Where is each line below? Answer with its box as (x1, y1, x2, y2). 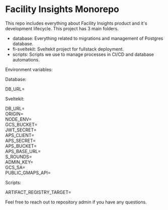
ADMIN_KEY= (5, 159, 34, 165)
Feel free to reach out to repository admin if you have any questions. (5, 199, 147, 205)
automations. (12, 56, 40, 62)
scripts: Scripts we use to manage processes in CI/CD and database (12, 51, 154, 57)
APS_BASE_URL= (5, 148, 41, 154)
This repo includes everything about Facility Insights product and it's (5, 20, 147, 26)
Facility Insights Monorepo (5, 4, 119, 15)
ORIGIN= (5, 111, 24, 117)
